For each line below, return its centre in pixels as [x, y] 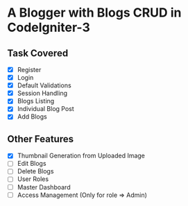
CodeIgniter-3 [49, 27]
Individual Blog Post [45, 109]
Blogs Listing [36, 101]
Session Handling [42, 93]
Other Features [41, 139]
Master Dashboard [44, 187]
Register [29, 70]
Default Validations [44, 85]
